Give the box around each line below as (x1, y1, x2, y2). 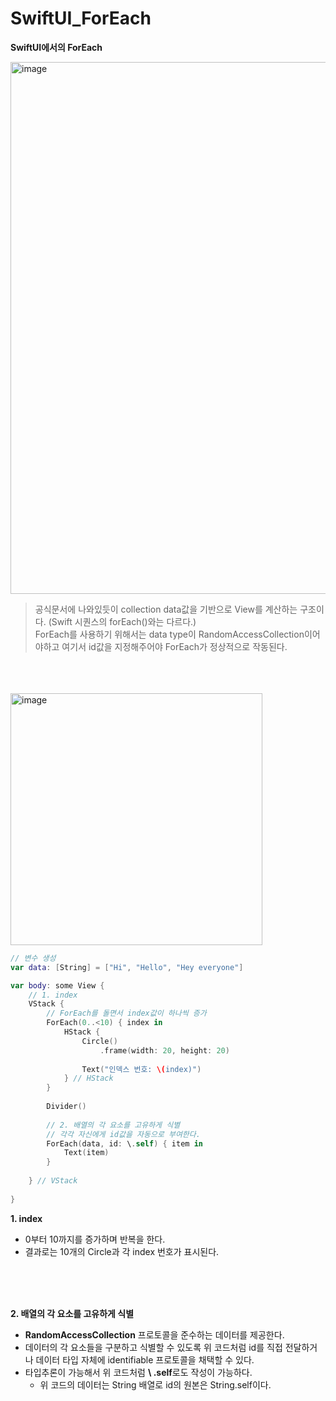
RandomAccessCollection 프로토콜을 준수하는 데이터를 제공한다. (24, 1328, 285, 1341)
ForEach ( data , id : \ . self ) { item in (46, 1138, 203, 1149)
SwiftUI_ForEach (10, 7, 152, 30)
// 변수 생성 (10, 953, 57, 963)
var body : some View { (10, 980, 105, 991)
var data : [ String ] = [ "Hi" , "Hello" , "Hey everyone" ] (10, 962, 244, 972)
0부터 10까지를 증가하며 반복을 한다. (24, 1233, 166, 1245)
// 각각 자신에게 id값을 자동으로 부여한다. (46, 1129, 201, 1139)
